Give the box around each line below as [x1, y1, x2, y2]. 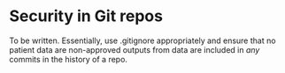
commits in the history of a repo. [9, 54, 128, 64]
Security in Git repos [9, 6, 164, 26]
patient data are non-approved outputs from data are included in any [9, 44, 260, 55]
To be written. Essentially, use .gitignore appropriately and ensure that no [9, 35, 276, 46]
